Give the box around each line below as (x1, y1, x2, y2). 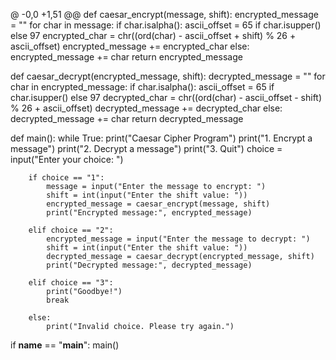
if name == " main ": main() (10, 339, 120, 351)
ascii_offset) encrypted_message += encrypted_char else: (10, 40, 250, 52)
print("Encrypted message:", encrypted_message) (46, 208, 253, 218)
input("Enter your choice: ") (10, 154, 124, 165)
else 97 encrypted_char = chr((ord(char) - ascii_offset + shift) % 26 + (10, 30, 297, 41)
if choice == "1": (28, 173, 105, 183)
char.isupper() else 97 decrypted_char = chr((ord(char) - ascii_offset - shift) (10, 92, 323, 103)
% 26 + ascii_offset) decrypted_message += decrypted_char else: (10, 102, 283, 114)
